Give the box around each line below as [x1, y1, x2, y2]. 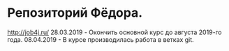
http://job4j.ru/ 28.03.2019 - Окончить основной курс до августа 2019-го [7, 28, 222, 36]
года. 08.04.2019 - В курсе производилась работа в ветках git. [7, 35, 194, 43]
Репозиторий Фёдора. [7, 5, 143, 21]
